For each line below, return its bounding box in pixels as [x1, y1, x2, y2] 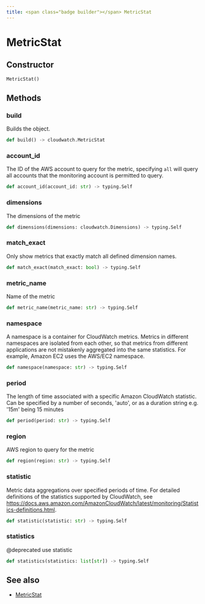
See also [6, 575, 40, 585]
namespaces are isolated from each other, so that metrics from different [6, 339, 188, 347]
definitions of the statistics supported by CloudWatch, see [6, 493, 153, 500]
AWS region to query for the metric [6, 446, 95, 453]
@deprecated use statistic [6, 546, 73, 553]
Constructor [6, 59, 54, 70]
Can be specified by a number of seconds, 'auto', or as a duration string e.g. [6, 399, 199, 407]
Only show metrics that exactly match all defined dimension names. [6, 252, 177, 260]
